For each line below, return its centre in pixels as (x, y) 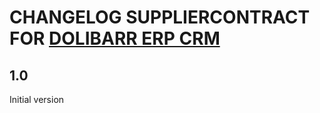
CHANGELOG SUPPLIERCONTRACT (160, 17)
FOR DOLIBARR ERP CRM (115, 38)
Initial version (37, 99)
